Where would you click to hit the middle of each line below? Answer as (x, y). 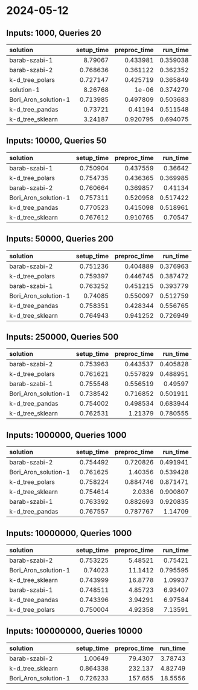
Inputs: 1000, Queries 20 (54, 33)
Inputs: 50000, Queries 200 (60, 239)
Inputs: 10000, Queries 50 (56, 141)
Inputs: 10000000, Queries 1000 (69, 533)
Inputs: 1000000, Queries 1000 (66, 435)
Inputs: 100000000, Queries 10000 (75, 631)
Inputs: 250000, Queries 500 (62, 337)
